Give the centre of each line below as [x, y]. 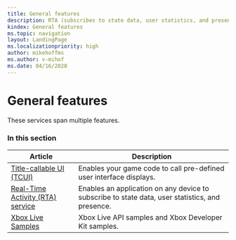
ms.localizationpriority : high [53, 46]
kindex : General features [45, 27]
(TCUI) [22, 177]
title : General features [44, 14]
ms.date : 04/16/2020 [38, 66]
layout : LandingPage [38, 40]
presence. [95, 206]
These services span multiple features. [64, 120]
